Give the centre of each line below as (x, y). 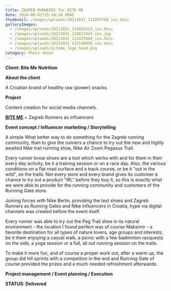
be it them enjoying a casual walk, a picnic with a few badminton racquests (84, 237)
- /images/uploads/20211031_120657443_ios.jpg (60, 34)
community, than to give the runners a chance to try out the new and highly (85, 142)
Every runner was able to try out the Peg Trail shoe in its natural (72, 221)
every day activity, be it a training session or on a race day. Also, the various (86, 163)
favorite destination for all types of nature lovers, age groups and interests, (84, 232)
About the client (23, 77)
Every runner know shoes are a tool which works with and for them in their (84, 158)
